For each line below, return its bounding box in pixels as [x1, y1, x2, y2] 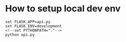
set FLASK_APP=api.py [5, 19, 51, 24]
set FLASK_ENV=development [5, 23, 62, 29]
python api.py [5, 32, 35, 37]
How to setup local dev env [5, 3, 121, 14]
